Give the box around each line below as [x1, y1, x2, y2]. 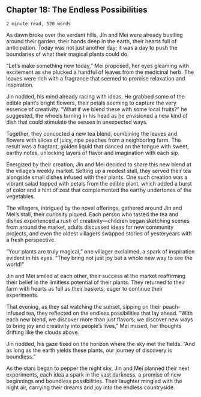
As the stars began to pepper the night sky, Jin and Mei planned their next [6, 365, 190, 372]
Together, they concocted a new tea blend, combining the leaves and [6, 130, 178, 137]
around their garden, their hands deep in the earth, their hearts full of [6, 37, 177, 44]
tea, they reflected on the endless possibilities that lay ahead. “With [26, 309, 193, 317]
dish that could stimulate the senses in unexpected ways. [6, 118, 148, 126]
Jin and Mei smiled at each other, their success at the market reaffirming [6, 272, 186, 279]
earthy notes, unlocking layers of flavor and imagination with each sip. [6, 149, 180, 156]
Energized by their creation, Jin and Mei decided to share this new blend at [6, 160, 192, 168]
